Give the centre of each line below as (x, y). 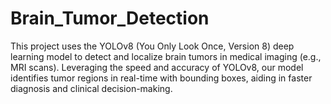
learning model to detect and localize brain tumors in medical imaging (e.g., (166, 56)
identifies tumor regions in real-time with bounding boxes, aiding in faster (161, 78)
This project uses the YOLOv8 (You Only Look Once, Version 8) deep (152, 46)
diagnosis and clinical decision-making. (91, 88)
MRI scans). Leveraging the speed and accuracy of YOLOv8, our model (157, 67)
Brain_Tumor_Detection (110, 18)
